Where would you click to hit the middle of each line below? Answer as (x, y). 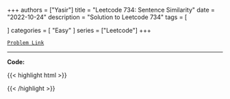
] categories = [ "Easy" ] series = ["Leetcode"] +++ (79, 30)
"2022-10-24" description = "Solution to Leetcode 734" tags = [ (97, 17)
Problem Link (26, 43)
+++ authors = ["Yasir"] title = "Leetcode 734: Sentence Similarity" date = (111, 10)
